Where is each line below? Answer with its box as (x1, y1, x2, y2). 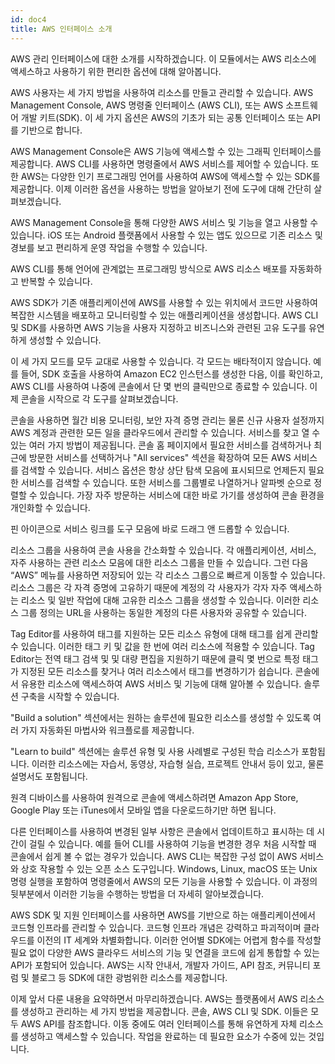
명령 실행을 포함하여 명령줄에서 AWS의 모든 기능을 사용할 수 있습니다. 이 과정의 (10, 875, 318, 887)
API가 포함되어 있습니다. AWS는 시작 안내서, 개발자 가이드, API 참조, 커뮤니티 (10, 959, 311, 971)
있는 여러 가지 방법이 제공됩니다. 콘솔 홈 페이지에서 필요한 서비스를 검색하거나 (10, 439, 312, 451)
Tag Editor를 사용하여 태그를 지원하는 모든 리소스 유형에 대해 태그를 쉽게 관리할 (10, 627, 319, 640)
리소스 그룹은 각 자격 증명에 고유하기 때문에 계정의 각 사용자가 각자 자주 (10, 581, 288, 593)
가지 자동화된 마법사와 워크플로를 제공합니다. (20, 724, 195, 736)
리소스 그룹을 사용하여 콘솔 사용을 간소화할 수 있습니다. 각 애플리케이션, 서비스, (10, 544, 317, 556)
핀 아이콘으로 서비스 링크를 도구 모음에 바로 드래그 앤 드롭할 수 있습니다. (10, 522, 290, 535)
